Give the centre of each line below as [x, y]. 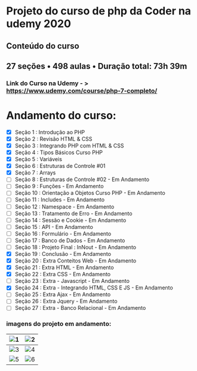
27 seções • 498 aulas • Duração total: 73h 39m [97, 66]
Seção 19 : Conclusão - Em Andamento [63, 254]
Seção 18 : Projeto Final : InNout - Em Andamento [75, 247]
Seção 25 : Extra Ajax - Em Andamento [63, 294]
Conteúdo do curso [43, 46]
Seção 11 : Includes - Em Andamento [60, 200]
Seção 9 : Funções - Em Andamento [59, 186]
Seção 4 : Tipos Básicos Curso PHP [59, 153]
